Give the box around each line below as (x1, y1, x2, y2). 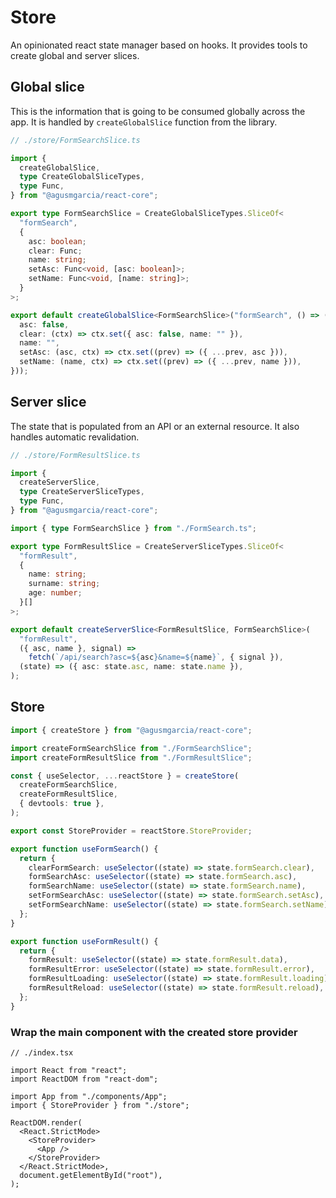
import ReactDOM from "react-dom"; (10, 1074, 159, 1084)
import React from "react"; (10, 1065, 128, 1075)
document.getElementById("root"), (19, 1170, 163, 1180)
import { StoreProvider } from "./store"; (10, 1100, 190, 1110)
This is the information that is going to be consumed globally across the (10, 105, 306, 117)
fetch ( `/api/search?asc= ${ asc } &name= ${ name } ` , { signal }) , (28, 652, 284, 663)
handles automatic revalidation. (10, 431, 140, 443)
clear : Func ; (28, 246, 83, 256)
